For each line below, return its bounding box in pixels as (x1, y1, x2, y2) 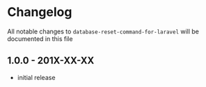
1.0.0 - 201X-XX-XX (7, 55, 95, 67)
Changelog (7, 4, 72, 20)
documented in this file (7, 34, 73, 42)
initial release (17, 73, 56, 81)
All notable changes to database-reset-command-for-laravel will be (7, 27, 200, 35)
